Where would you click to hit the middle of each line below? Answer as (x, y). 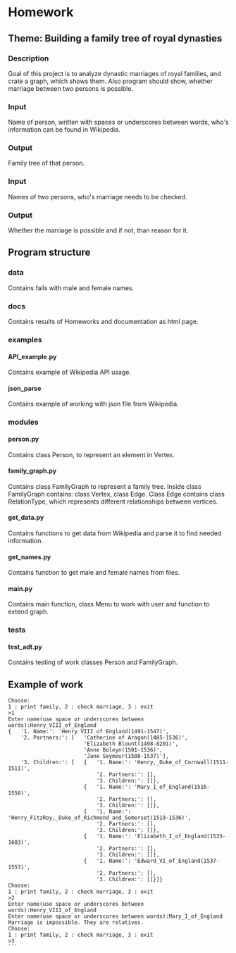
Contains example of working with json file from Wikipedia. (93, 404)
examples (25, 340)
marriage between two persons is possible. (70, 88)
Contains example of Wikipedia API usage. (69, 372)
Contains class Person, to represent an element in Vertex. (91, 454)
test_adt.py (25, 647)
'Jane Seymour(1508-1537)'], (126, 756)
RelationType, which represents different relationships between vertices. (113, 502)
